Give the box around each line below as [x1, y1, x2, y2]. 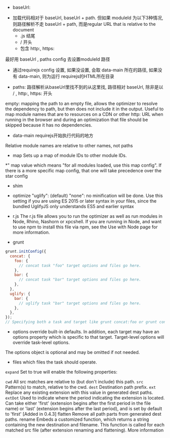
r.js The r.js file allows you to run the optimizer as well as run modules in [12, 213, 163, 219]
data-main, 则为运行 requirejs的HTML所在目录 [18, 73, 115, 79]
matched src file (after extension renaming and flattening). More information [5, 427, 164, 433]
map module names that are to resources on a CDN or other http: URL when [5, 111, 163, 117]
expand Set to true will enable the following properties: [5, 369, 117, 375]
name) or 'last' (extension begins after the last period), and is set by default [5, 406, 162, 412]
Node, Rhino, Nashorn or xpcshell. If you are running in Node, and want [12, 219, 162, 224]
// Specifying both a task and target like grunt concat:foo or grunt [5, 320, 157, 325]
